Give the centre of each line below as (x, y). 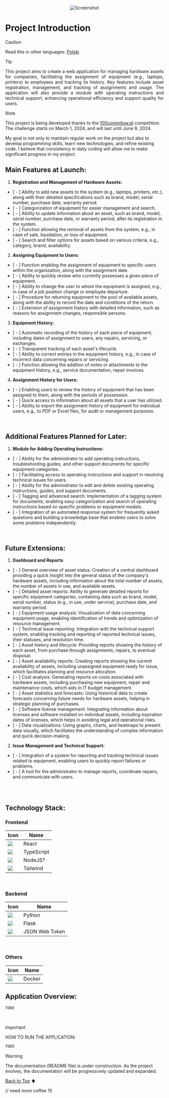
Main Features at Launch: (46, 170)
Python (32, 915)
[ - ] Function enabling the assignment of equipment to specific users (84, 265)
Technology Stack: (35, 808)
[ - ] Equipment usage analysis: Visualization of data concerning (79, 613)
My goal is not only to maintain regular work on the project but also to (77, 138)
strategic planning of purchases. (46, 704)
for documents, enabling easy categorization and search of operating (84, 501)
